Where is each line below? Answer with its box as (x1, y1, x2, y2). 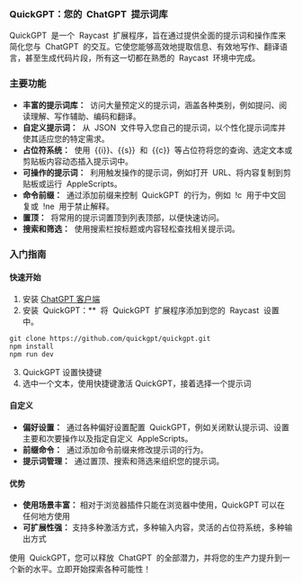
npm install (9, 342, 54, 351)
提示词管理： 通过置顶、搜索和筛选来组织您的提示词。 (22, 455, 225, 466)
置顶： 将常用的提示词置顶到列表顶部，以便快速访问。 (22, 211, 225, 222)
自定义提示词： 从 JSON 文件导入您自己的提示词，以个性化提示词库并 (22, 121, 286, 132)
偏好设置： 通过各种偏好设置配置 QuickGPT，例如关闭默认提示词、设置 (22, 421, 290, 433)
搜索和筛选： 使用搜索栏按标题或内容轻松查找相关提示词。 (22, 223, 240, 234)
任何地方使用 (22, 511, 70, 522)
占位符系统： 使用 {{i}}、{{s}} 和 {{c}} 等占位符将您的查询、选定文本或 (22, 144, 293, 155)
